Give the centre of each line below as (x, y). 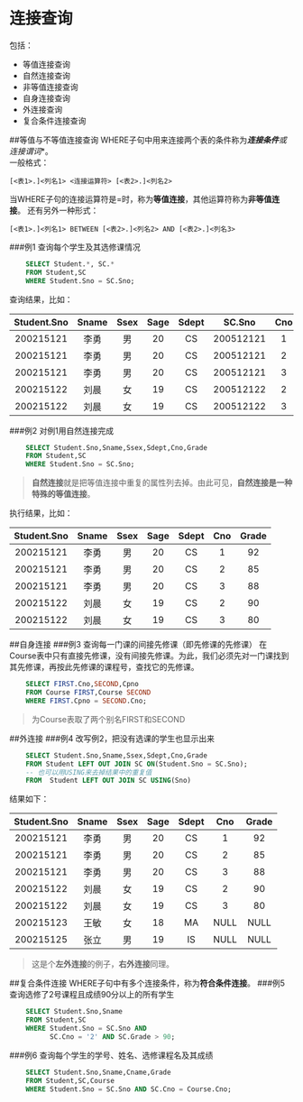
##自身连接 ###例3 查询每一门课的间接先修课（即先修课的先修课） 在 (138, 645)
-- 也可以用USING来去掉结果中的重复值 (89, 772)
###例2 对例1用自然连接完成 (62, 430)
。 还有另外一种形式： (58, 210)
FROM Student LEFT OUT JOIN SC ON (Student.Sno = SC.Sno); (137, 764)
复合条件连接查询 (54, 120)
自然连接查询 (46, 75)
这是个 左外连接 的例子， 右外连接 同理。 (102, 964)
